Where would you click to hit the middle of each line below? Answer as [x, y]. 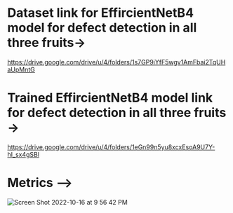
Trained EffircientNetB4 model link [110, 98]
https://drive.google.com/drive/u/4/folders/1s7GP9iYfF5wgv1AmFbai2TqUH [116, 62]
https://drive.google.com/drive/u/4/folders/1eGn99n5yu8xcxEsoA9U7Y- [111, 147]
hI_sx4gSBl [24, 154]
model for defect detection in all [102, 28]
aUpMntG [21, 69]
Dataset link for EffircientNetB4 [101, 13]
